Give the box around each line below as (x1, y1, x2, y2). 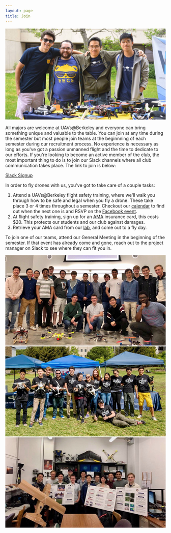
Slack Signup (5, 172, 33, 178)
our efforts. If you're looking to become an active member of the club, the (5, 152, 159, 158)
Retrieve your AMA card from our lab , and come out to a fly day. (12, 224, 147, 230)
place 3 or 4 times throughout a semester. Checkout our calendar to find (12, 202, 165, 209)
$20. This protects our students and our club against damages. (12, 219, 145, 225)
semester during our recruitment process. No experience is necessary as (5, 140, 159, 147)
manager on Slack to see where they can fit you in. (5, 245, 112, 251)
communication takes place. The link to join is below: (5, 162, 116, 168)
